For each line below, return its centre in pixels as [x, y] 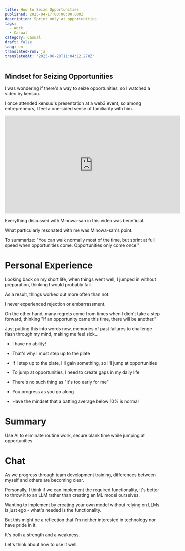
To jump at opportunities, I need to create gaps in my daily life [76, 372]
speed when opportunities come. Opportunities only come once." [72, 245]
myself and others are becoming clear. [45, 480]
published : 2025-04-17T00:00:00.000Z [44, 14]
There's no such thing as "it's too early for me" [60, 382]
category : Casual [23, 38]
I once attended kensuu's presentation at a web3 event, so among [73, 103]
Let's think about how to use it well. [42, 544]
